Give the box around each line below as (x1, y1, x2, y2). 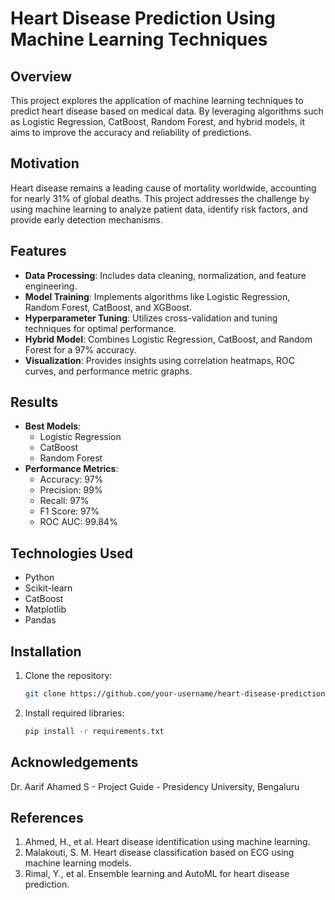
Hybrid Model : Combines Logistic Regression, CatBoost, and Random (24, 333, 313, 345)
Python (24, 572, 55, 584)
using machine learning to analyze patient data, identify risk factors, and (10, 203, 308, 215)
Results (10, 394, 59, 411)
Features (10, 243, 67, 260)
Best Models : (24, 420, 82, 432)
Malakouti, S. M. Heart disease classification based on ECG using (24, 847, 295, 859)
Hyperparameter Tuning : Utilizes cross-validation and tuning (24, 312, 278, 324)
